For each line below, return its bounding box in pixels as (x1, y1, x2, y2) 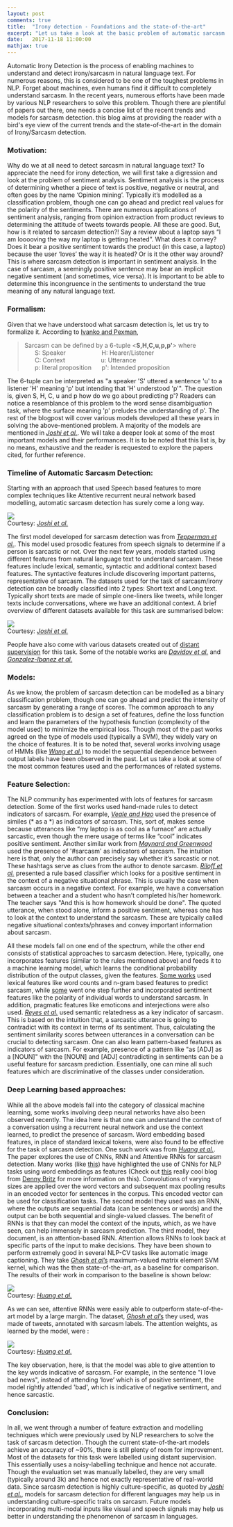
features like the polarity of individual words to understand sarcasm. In (7, 993, 209, 1002)
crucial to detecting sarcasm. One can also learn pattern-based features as (7, 1038, 222, 1046)
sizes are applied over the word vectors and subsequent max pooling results (7, 1182, 225, 1190)
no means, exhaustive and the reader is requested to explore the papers (7, 443, 214, 451)
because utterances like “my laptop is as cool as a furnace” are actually (7, 825, 212, 833)
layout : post (7, 10, 45, 17)
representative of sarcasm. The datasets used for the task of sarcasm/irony (7, 577, 223, 585)
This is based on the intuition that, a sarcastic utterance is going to (7, 1016, 198, 1024)
